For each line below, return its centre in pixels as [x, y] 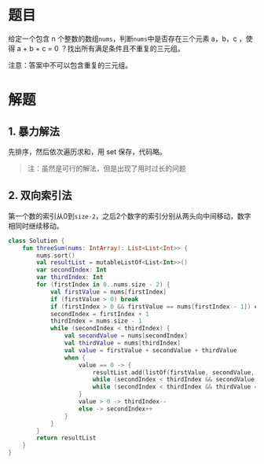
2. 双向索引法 [40, 195]
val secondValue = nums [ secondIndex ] [126, 336]
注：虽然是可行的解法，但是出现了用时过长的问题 [106, 168]
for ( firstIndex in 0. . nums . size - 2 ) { [103, 285]
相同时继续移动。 [36, 226]
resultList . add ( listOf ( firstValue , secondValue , [174, 372]
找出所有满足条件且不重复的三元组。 [126, 48]
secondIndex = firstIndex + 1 [99, 314]
